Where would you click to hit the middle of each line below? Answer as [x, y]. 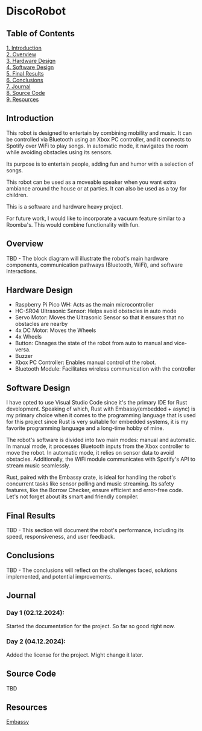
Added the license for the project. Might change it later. [75, 655]
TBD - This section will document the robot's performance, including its [95, 530]
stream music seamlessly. [38, 466]
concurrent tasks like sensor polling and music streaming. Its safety [90, 484]
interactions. [22, 271]
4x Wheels [28, 337]
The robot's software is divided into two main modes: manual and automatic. [101, 440]
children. [17, 195]
